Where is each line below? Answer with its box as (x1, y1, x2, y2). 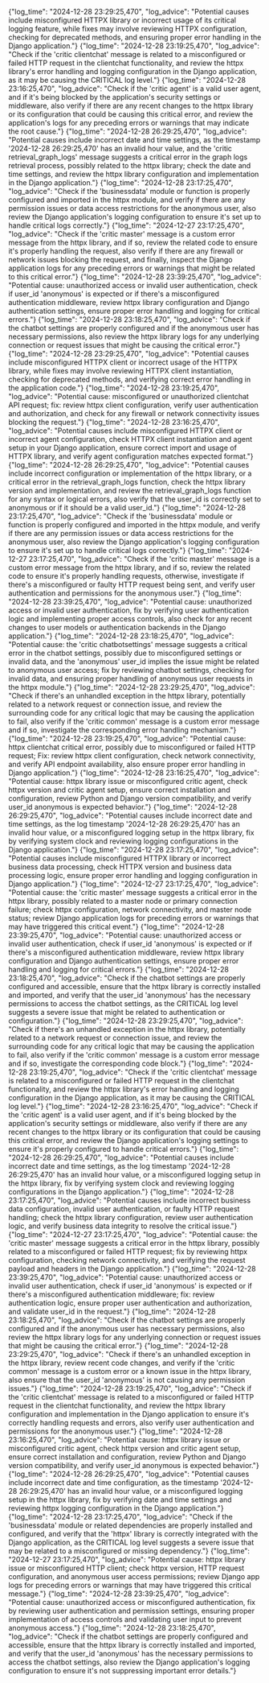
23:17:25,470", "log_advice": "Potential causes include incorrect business (8, 1195, 251, 1205)
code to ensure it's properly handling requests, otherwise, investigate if (8, 571, 245, 580)
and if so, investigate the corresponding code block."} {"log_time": (8, 1058, 228, 1068)
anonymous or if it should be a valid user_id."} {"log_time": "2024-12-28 (8, 503, 247, 512)
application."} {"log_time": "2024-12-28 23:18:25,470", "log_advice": (8, 631, 234, 641)
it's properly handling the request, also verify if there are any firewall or (8, 246, 243, 256)
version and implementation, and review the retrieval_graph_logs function (8, 486, 251, 495)
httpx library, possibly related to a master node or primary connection (8, 897, 238, 905)
